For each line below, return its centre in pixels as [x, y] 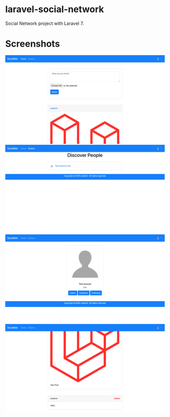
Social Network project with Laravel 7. [45, 23]
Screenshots [33, 44]
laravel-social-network [55, 9]
